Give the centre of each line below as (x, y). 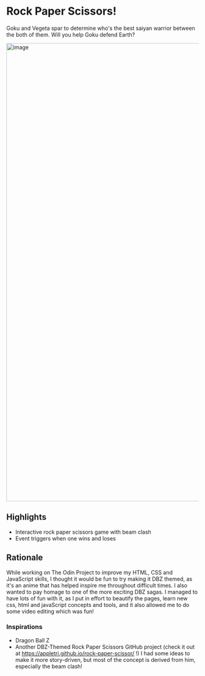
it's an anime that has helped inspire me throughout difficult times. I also (97, 585)
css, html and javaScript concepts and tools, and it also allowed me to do (98, 605)
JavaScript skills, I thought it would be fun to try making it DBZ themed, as (99, 579)
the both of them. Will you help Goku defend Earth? (71, 34)
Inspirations (24, 627)
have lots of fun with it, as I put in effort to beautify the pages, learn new (97, 598)
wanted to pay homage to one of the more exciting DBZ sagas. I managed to (102, 592)
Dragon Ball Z (32, 640)
